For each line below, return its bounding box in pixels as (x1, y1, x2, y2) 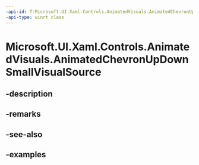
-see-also (5, 129, 43, 139)
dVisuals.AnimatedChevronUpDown (5, 52, 189, 66)
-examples (5, 150, 46, 160)
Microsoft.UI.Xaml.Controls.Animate (5, 40, 190, 54)
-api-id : (5, 8, 27, 15)
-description (5, 89, 53, 99)
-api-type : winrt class (5, 14, 65, 20)
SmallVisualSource (5, 65, 102, 79)
